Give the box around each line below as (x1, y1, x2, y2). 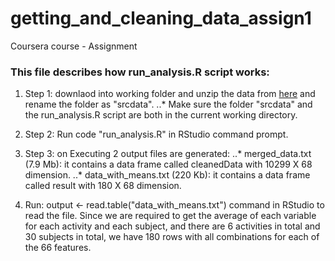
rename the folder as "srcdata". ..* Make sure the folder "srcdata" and (24, 98, 313, 111)
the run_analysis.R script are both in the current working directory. (24, 109, 298, 121)
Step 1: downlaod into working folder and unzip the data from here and (24, 88, 316, 100)
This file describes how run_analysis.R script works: (10, 65, 270, 79)
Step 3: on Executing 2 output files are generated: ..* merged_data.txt (24, 148, 312, 160)
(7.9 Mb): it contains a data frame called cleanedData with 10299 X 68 (24, 158, 313, 171)
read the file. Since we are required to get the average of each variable (24, 210, 317, 222)
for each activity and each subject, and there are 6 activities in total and (24, 220, 321, 232)
